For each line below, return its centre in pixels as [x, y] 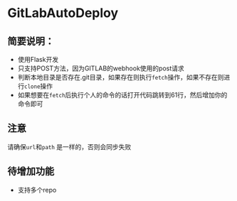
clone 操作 [38, 86]
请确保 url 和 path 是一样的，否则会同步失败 [69, 146]
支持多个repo [37, 190]
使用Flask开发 [38, 59]
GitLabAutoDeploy [63, 13]
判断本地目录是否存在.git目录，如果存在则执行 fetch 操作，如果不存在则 [121, 77]
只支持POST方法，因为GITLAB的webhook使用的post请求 [101, 68]
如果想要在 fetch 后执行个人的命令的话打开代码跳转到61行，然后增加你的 [122, 95]
